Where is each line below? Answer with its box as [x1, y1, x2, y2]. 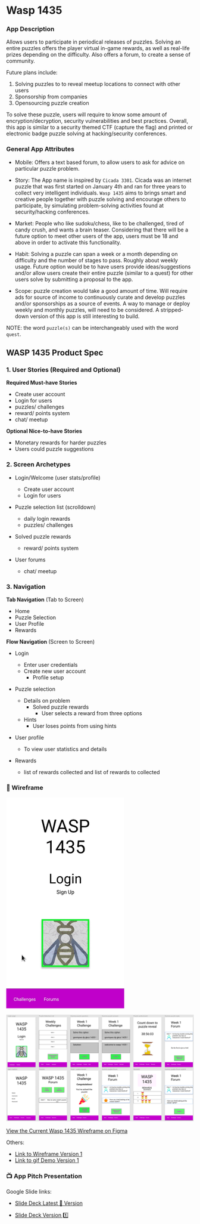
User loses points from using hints [32, 722, 117, 730]
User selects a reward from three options [41, 710, 142, 717]
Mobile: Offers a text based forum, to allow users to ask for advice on [14, 159, 185, 166]
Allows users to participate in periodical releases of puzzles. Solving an [6, 38, 182, 45]
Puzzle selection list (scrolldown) [14, 503, 96, 511]
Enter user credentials [23, 662, 78, 669]
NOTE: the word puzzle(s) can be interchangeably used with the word [6, 324, 179, 331]
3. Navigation [6, 582, 46, 591]
